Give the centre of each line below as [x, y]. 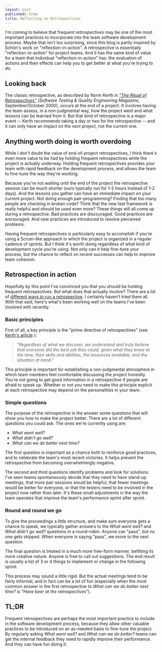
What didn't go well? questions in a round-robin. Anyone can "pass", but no [80, 531]
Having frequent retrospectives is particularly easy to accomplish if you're [79, 234]
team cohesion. [20, 259]
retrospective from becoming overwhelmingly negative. [60, 463]
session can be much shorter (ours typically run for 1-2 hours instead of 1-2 [80, 188]
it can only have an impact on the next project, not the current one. [71, 126]
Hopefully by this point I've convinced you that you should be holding [74, 286]
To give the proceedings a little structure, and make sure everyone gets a [78, 521]
